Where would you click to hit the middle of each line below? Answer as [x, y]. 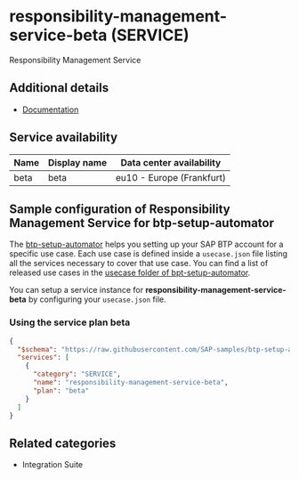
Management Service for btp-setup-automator [141, 223]
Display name [77, 162]
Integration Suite [52, 465]
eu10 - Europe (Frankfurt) [171, 177]
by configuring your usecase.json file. [97, 299]
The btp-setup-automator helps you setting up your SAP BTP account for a [146, 244]
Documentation [50, 110]
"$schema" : [37, 349]
